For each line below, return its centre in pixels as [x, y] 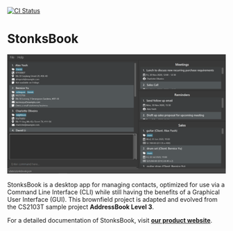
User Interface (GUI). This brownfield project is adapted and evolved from [113, 200]
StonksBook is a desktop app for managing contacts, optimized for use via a [116, 185]
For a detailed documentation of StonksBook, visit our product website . [110, 221]
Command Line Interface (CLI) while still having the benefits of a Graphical [114, 192]
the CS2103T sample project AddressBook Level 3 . [81, 207]
